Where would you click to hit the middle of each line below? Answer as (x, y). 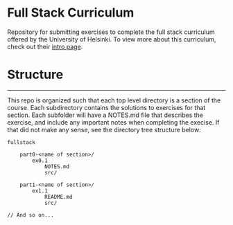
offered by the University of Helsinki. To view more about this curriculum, (112, 39)
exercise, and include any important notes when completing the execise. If (113, 122)
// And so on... (31, 215)
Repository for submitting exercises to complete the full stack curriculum (111, 32)
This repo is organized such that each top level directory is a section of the (114, 100)
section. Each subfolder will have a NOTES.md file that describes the (105, 115)
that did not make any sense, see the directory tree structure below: (104, 129)
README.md (58, 197)
